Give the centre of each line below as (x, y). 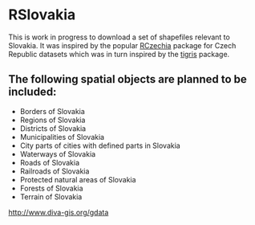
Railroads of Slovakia (55, 171)
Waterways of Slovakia (58, 153)
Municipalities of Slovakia (62, 137)
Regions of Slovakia (53, 120)
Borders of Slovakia (53, 111)
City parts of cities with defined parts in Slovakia (100, 145)
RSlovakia (42, 15)
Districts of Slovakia (53, 128)
